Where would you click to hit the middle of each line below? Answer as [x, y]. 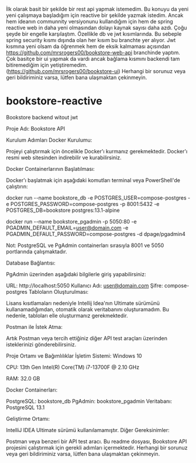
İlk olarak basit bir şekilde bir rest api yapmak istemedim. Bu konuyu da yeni [97, 9]
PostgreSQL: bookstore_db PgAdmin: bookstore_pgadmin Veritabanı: [89, 401]
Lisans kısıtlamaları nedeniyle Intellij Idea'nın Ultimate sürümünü [83, 303]
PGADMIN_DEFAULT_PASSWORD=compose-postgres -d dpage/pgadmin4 [96, 234]
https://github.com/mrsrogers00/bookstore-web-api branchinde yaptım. [93, 52]
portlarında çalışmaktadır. [37, 251]
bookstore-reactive [54, 101]
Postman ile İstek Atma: [34, 327]
